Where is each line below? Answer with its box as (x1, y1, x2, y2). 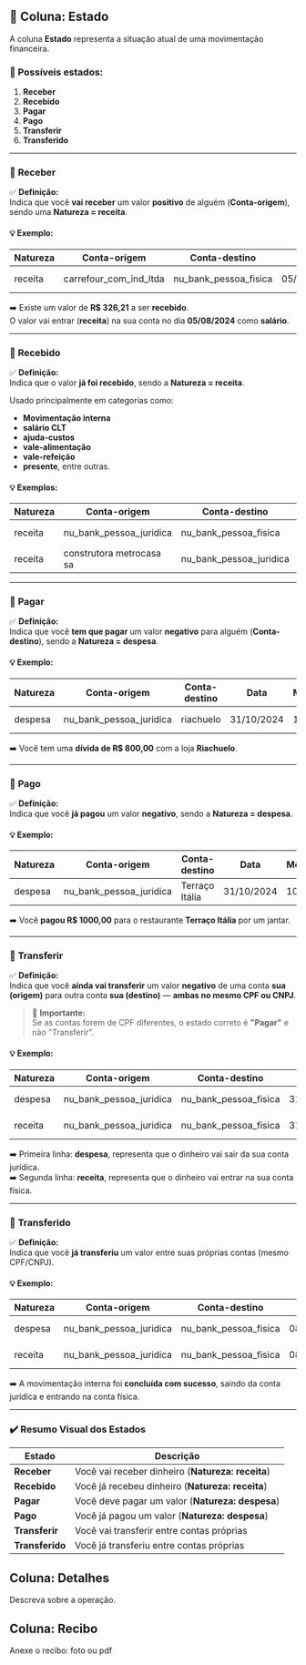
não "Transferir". (31, 1027, 95, 1038)
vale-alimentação (22, 441, 91, 452)
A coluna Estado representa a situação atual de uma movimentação (9, 33, 264, 44)
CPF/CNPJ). (9, 1256, 55, 1267)
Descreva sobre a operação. (9, 1595, 117, 1606)
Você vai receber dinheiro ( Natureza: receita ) (74, 1466, 271, 1478)
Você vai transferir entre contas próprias (74, 1525, 248, 1537)
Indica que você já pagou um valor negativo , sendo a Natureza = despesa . (9, 808, 293, 819)
